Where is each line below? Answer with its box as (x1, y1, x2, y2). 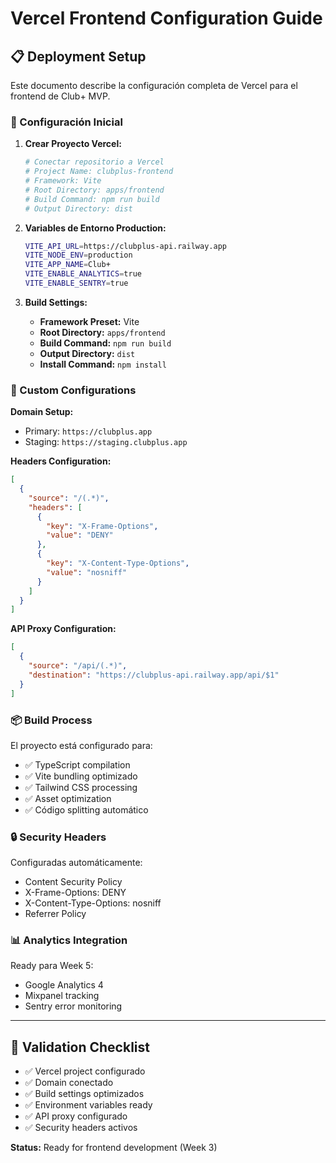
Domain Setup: (10, 406, 74, 418)
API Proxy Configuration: (10, 623, 117, 635)
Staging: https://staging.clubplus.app (24, 436, 188, 448)
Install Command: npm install (39, 358, 167, 370)
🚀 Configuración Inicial (10, 115, 123, 129)
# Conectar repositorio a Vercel (24, 157, 165, 167)
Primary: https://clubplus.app (24, 425, 153, 437)
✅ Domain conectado (24, 1077, 114, 1089)
